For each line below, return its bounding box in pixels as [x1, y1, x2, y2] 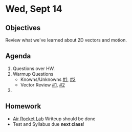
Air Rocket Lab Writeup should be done [12, 116, 96, 122]
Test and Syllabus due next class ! [12, 121, 84, 127]
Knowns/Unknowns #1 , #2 [20, 76, 76, 82]
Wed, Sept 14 [5, 3, 62, 15]
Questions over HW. [12, 65, 55, 72]
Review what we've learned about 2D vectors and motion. [5, 37, 127, 43]
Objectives [5, 24, 41, 32]
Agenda [5, 52, 31, 60]
